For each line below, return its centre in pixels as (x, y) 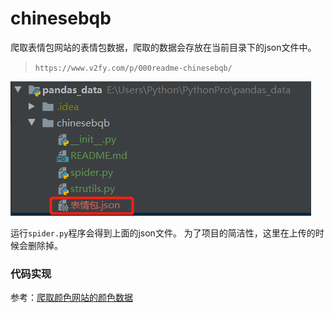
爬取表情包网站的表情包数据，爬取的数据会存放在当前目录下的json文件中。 (163, 47)
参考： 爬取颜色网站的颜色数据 (71, 298)
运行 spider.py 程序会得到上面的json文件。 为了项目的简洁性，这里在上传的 (163, 233)
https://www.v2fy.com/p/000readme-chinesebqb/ (133, 68)
